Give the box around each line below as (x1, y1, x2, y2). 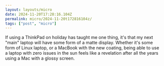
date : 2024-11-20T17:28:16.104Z (5, 12, 72, 17)
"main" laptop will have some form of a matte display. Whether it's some (5, 40, 153, 46)
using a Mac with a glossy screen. (5, 55, 75, 62)
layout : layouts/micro (5, 7, 52, 12)
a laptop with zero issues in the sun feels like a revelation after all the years (5, 50, 159, 56)
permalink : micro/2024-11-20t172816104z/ (5, 16, 92, 21)
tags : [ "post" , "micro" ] (5, 21, 57, 26)
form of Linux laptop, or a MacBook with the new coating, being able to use (5, 45, 160, 51)
